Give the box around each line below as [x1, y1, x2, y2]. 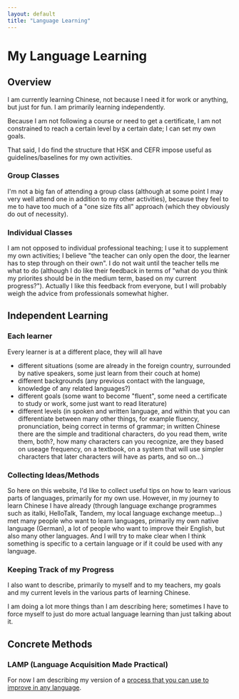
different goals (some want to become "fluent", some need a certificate [17, 392, 228, 400]
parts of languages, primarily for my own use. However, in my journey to [7, 494, 220, 503]
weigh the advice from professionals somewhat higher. [7, 290, 169, 298]
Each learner [7, 331, 53, 341]
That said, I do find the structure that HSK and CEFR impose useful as [7, 146, 212, 154]
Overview [7, 76, 52, 88]
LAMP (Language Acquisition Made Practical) [7, 659, 169, 669]
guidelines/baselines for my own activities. [7, 153, 133, 161]
